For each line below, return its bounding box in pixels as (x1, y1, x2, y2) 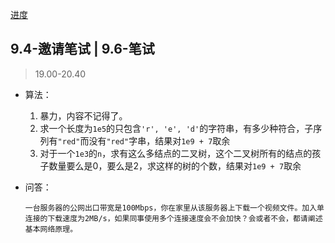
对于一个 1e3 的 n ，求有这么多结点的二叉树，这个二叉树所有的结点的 (39, 147, 313, 159)
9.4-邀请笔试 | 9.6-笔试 (10, 41, 155, 58)
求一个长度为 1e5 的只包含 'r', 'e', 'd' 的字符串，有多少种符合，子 (39, 122, 314, 134)
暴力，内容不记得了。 (39, 109, 128, 122)
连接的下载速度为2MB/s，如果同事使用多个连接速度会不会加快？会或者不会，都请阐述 (24, 213, 323, 223)
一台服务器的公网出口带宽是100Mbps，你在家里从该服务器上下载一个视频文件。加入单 (24, 203, 325, 213)
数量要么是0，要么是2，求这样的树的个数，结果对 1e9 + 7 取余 (48, 159, 302, 172)
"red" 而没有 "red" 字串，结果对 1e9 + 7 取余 (57, 134, 231, 147)
